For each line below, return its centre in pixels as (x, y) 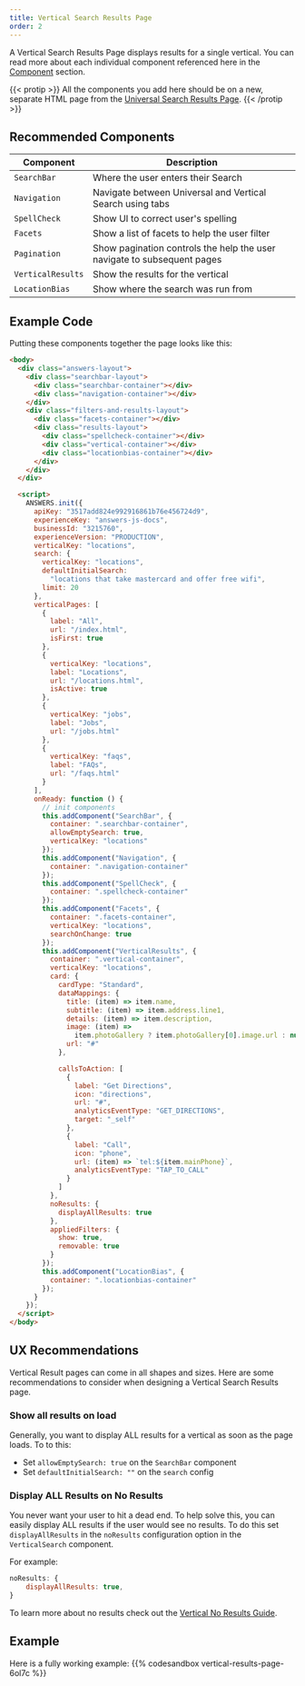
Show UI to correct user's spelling (165, 219)
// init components (79, 807)
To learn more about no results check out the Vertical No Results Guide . (143, 1613)
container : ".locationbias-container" (123, 1280)
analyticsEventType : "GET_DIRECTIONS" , (149, 1111)
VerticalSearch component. (62, 1544)
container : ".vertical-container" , (117, 960)
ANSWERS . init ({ (54, 504)
